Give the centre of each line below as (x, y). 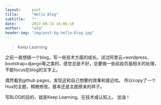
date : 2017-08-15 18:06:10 (40, 24)
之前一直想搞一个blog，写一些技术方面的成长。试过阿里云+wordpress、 (78, 57)
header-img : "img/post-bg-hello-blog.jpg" (50, 33)
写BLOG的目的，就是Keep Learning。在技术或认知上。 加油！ (68, 97)
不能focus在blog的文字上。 (33, 70)
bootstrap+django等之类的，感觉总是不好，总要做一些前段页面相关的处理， (82, 63)
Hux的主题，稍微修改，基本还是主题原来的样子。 (55, 87)
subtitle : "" (21, 19)
